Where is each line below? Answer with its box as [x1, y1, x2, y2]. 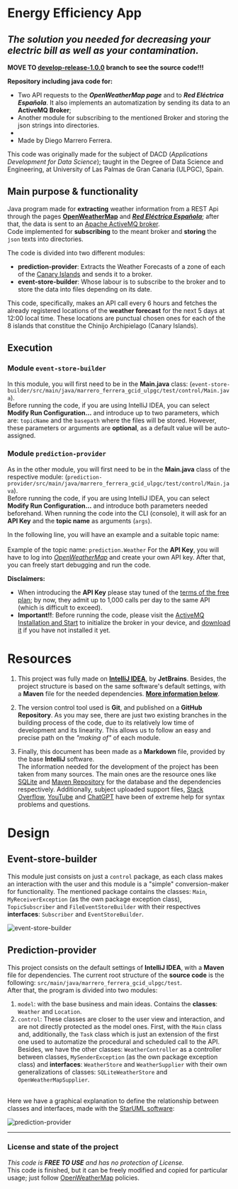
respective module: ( [7, 472, 68, 481]
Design [7, 825, 50, 841]
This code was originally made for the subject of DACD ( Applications [7, 150, 208, 158]
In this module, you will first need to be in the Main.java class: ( [7, 379, 193, 388]
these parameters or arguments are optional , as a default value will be [7, 423, 212, 432]
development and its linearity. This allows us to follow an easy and [17, 725, 211, 734]
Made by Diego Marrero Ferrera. [17, 137, 112, 144]
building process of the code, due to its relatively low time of [17, 718, 195, 727]
